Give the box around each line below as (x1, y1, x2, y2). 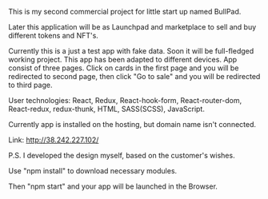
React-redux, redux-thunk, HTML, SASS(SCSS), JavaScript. (8, 104, 206, 113)
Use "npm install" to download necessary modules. (8, 166, 178, 175)
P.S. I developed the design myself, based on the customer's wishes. (8, 151, 235, 160)
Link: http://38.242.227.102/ (8, 135, 99, 145)
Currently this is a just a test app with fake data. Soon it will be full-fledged (8, 46, 254, 55)
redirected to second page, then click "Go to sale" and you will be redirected (8, 72, 261, 81)
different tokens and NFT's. (8, 31, 98, 40)
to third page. (8, 80, 53, 90)
